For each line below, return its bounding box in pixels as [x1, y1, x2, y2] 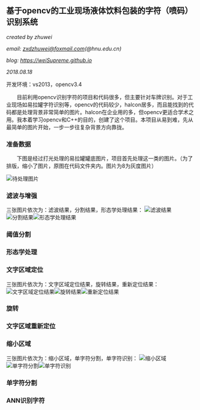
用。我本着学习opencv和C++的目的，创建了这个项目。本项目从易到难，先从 [6, 116, 193, 123]
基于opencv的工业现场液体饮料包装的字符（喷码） [6, 5, 193, 16]
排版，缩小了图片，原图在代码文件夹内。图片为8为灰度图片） [6, 162, 157, 170]
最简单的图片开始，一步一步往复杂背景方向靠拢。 [6, 123, 127, 130]
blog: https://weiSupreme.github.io [6, 57, 92, 64]
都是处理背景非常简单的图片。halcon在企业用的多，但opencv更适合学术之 [11, 108, 194, 115]
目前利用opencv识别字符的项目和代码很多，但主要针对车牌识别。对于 [17, 93, 188, 100]
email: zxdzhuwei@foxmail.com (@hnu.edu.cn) [6, 44, 122, 52]
